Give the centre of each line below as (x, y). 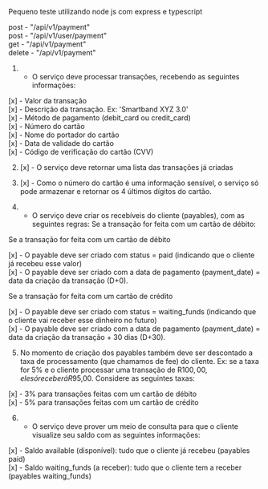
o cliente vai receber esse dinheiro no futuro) (83, 320)
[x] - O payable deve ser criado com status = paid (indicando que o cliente (132, 255)
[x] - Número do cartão (47, 126)
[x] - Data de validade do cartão (61, 143)
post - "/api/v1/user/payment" (57, 36)
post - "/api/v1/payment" (49, 27)
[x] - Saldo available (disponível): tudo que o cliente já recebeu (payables (129, 451)
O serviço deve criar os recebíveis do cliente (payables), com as (138, 215)
